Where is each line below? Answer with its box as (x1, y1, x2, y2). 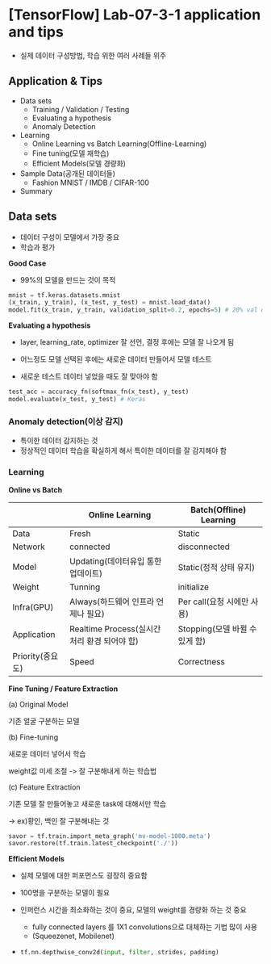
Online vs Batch (8, 484, 63, 494)
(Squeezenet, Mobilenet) (31, 931, 115, 941)
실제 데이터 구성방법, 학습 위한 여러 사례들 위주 (19, 50, 167, 60)
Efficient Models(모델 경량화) (31, 158, 127, 168)
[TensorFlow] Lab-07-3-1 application (8, 6, 261, 24)
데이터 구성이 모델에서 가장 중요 (19, 232, 119, 241)
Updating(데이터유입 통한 (69, 555, 162, 567)
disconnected (177, 541, 230, 552)
